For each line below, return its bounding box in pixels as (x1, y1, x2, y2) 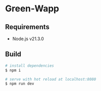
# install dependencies (5, 63, 54, 68)
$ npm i (5, 68, 21, 73)
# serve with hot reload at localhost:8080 (5, 77, 97, 82)
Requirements (5, 23, 50, 31)
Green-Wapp (5, 3, 59, 14)
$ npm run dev (5, 81, 35, 87)
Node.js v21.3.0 (12, 36, 44, 42)
